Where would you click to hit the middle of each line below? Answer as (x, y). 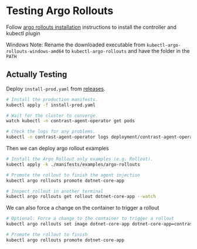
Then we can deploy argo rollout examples (58, 148)
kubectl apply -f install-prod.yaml (51, 105)
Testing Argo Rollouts (60, 11)
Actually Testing (37, 75)
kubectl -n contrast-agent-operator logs (57, 137)
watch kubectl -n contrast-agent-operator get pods (70, 121)
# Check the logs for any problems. (51, 132)
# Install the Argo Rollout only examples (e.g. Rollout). (80, 159)
